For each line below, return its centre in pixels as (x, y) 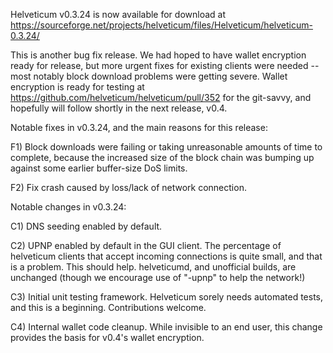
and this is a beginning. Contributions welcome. (108, 307)
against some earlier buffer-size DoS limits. (99, 168)
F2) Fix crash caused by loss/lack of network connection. (128, 187)
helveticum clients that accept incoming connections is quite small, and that (166, 256)
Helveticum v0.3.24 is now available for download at (118, 14)
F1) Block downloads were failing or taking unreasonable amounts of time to (166, 147)
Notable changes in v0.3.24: (68, 207)
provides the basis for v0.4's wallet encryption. (107, 337)
